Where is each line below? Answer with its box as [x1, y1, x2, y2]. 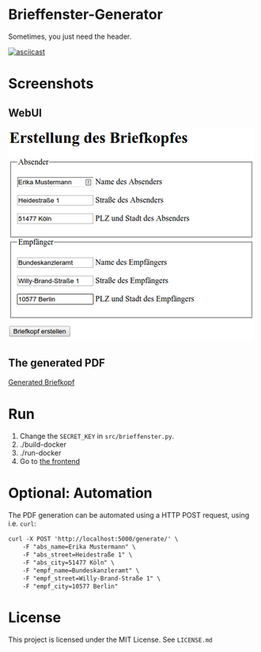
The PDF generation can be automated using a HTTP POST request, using [8, 510, 250, 519]
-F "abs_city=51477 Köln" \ [22, 559, 115, 567]
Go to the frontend [19, 456, 81, 465]
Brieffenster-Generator [8, 6, 164, 24]
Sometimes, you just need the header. [8, 32, 132, 41]
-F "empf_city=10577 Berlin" [22, 582, 119, 590]
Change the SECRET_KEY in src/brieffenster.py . [19, 431, 175, 440]
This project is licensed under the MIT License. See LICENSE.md [8, 635, 214, 644]
